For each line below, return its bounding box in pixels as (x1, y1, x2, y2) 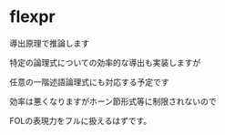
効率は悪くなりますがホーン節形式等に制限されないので (9, 96, 217, 107)
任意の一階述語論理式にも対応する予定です (9, 76, 169, 88)
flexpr (9, 6, 56, 27)
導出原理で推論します (9, 37, 89, 48)
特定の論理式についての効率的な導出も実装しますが (9, 57, 201, 67)
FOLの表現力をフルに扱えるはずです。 (9, 115, 152, 126)
